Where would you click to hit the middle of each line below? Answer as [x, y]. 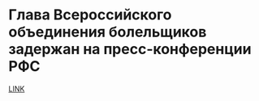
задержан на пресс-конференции [130, 49]
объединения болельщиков [108, 32]
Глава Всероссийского [90, 15]
